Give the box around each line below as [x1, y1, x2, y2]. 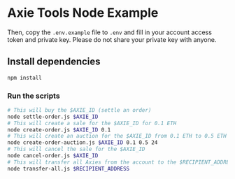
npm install [7, 74, 42, 81]
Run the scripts [7, 91, 61, 101]
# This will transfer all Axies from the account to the [7, 159, 177, 166]
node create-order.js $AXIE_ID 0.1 [7, 126, 111, 134]
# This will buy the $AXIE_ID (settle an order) [7, 106, 152, 113]
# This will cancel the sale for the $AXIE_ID [7, 145, 145, 153]
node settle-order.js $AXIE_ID [7, 113, 99, 120]
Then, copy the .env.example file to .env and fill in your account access [7, 28, 212, 36]
